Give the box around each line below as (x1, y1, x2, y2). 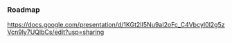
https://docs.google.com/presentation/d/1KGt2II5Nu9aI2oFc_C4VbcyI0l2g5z (7, 21, 225, 29)
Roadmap (7, 5, 40, 15)
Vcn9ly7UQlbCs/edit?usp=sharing (7, 28, 105, 36)
